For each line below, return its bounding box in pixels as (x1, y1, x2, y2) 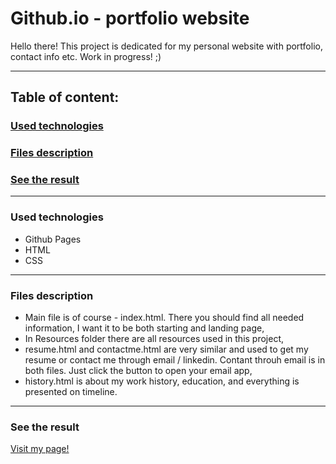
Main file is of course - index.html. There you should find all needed (24, 312, 305, 324)
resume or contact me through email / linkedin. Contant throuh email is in (24, 354, 326, 366)
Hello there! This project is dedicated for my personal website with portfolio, (10, 40, 323, 52)
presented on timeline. (24, 386, 118, 398)
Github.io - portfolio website (10, 7, 250, 30)
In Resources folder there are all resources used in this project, (24, 333, 285, 345)
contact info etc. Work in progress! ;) (10, 50, 162, 62)
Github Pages (24, 233, 82, 245)
